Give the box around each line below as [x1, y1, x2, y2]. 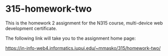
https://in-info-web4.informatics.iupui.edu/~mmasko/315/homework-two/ [5, 45, 161, 51]
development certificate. [5, 25, 58, 31]
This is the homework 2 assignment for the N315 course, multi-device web [5, 20, 163, 26]
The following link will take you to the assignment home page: [5, 35, 136, 41]
